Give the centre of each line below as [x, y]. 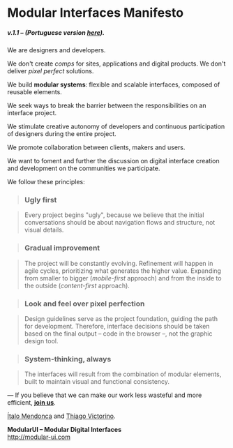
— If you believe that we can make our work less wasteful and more [105, 395]
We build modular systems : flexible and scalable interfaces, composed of [114, 84]
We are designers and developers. [57, 50]
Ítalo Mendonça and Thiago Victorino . [61, 416]
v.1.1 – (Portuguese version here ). [56, 32]
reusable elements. [35, 92]
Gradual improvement [62, 248]
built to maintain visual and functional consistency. [97, 382]
